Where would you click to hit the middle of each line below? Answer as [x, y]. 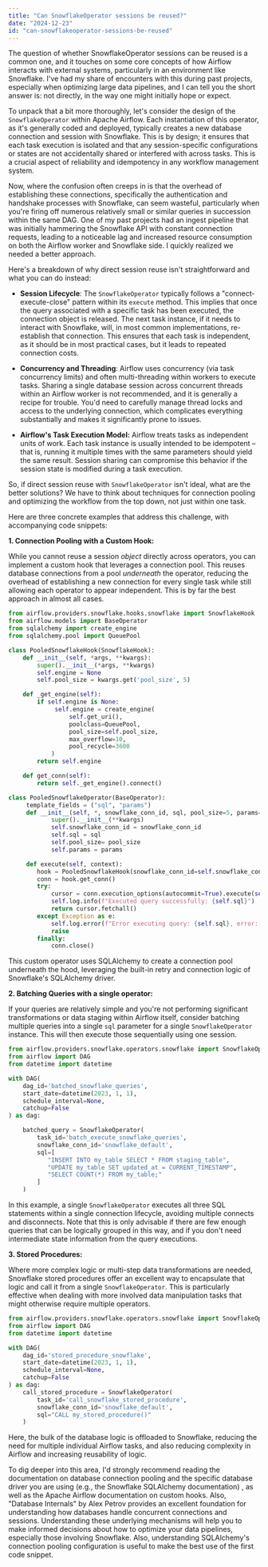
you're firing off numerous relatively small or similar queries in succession [130, 212]
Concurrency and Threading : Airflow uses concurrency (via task [127, 369]
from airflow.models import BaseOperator [78, 621]
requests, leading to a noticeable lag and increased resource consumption [130, 237]
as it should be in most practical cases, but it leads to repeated [123, 345]
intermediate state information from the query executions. [103, 1239]
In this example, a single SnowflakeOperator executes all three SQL [117, 1205]
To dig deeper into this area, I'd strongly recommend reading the [114, 1470]
